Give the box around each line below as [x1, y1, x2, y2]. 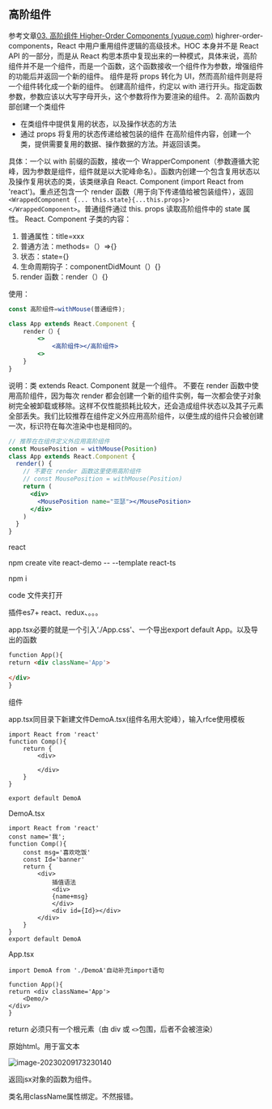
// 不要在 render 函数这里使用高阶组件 [23, 467, 142, 476]
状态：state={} [19, 251, 70, 261]
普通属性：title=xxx [19, 231, 85, 241]
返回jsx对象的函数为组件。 [8, 1074, 96, 1084]
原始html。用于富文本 [8, 1041, 80, 1051]
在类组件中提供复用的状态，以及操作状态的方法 [19, 118, 176, 128]
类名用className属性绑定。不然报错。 [8, 1091, 138, 1101]
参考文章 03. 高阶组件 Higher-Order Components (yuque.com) [8, 31, 215, 41]
